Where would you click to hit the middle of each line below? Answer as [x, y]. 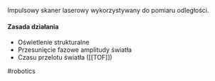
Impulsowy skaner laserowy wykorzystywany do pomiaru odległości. [108, 10]
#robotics [21, 71]
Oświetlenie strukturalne [53, 43]
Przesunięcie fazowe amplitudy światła [75, 50]
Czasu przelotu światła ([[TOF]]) [65, 58]
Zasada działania [33, 26]
